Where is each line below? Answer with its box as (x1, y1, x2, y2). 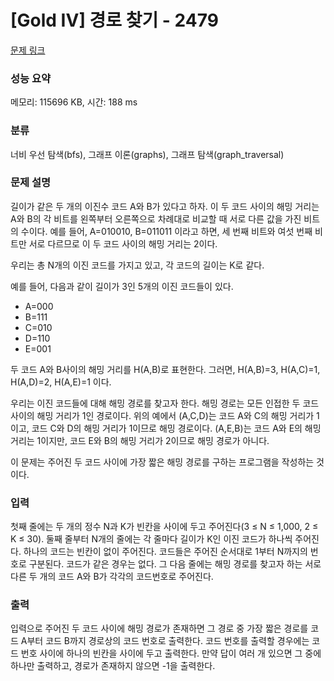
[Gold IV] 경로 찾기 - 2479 (10, 9, 219, 32)
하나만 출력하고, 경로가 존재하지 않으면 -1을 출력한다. (10, 660, 216, 672)
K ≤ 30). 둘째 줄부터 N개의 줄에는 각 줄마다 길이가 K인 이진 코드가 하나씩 (10, 533, 293, 545)
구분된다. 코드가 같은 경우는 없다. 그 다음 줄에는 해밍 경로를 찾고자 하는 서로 (28, 558, 322, 570)
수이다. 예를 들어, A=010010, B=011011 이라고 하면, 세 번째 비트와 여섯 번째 (20, 225, 313, 237)
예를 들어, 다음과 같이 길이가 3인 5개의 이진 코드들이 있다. (10, 280, 234, 292)
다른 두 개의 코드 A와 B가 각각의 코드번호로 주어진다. (10, 571, 214, 583)
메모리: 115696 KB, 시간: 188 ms (10, 96, 138, 108)
